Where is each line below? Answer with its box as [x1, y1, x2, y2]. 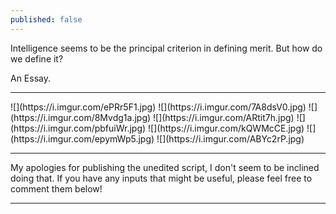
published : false [10, 14, 83, 25]
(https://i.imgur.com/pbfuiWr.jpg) [10, 122, 147, 134]
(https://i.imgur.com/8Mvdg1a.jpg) [10, 111, 152, 123]
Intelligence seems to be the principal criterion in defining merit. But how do [10, 42, 323, 54]
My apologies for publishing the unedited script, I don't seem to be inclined [10, 161, 320, 173]
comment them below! [10, 182, 103, 195]
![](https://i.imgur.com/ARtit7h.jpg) [153, 111, 295, 123]
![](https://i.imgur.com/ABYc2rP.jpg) [156, 132, 305, 145]
